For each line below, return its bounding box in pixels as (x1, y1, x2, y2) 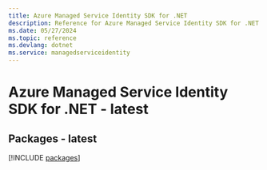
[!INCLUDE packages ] (8, 153, 81, 162)
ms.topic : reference (8, 34, 78, 42)
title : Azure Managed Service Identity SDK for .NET (8, 11, 188, 20)
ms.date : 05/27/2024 (8, 26, 78, 34)
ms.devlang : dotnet (8, 42, 74, 49)
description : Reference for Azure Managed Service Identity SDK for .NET (8, 19, 260, 27)
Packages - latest (8, 132, 98, 145)
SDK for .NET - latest (8, 101, 149, 118)
